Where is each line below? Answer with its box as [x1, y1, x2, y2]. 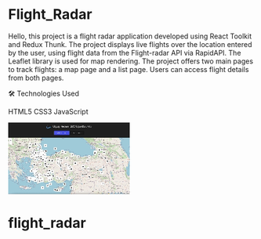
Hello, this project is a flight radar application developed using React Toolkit [8, 31, 252, 41]
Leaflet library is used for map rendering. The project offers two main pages [8, 56, 253, 66]
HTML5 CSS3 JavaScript [8, 107, 89, 116]
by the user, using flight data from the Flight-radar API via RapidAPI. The [8, 48, 241, 57]
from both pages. [8, 73, 64, 82]
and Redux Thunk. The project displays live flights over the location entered [8, 39, 252, 49]
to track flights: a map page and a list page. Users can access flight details [8, 64, 249, 74]
